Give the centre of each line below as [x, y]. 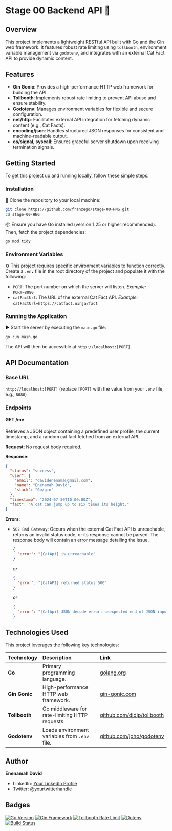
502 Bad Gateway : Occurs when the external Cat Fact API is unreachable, [89, 529]
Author [17, 761]
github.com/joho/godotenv [132, 736]
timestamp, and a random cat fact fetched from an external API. [72, 436]
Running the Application [36, 316]
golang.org [113, 673]
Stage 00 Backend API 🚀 [58, 11]
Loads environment [66, 730]
